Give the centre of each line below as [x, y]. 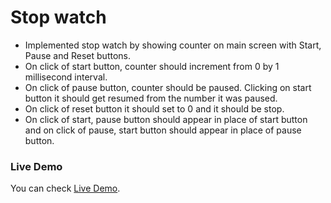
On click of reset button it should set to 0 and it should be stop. [154, 108]
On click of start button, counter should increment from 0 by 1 [152, 66]
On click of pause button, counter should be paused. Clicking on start [168, 87]
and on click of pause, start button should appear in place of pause [163, 130]
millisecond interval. [66, 77]
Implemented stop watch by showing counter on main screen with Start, [173, 45]
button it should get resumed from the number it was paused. [151, 98]
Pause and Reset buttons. [78, 55]
